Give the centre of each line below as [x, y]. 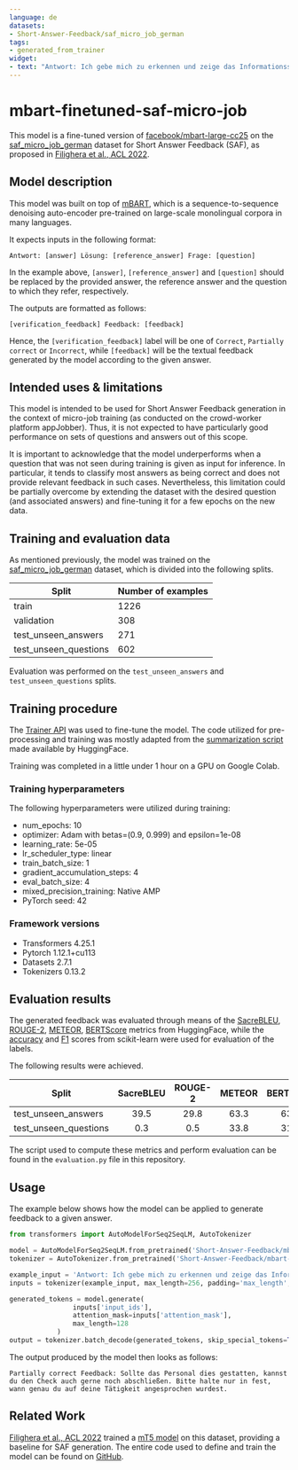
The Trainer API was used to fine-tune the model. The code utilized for [138, 730]
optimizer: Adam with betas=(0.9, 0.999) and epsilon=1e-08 [131, 835]
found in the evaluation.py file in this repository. [98, 1160]
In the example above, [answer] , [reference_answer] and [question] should [147, 272]
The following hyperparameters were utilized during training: [120, 809]
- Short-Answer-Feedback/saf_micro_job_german [97, 34]
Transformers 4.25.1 [59, 943]
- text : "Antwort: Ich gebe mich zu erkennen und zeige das [123, 67]
